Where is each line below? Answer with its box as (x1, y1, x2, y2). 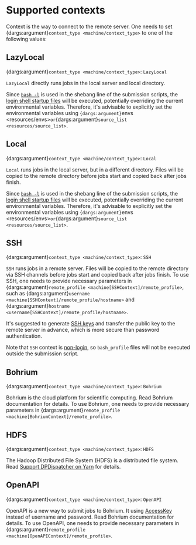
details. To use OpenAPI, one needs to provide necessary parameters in (6, 519, 180, 526)
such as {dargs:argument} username (6, 290, 90, 297)
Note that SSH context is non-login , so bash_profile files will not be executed (6, 344, 190, 351)
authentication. (6, 332, 43, 339)
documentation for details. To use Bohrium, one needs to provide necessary (6, 401, 190, 408)
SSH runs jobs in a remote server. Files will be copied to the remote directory (6, 265, 189, 272)
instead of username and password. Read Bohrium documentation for (6, 513, 174, 520)
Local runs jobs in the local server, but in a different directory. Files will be (6, 166, 184, 173)
